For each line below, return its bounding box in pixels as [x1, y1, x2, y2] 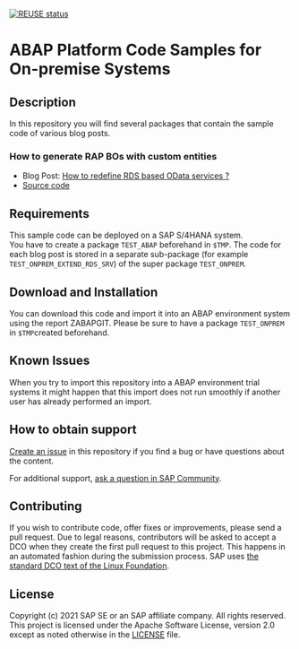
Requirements [9, 206, 90, 221]
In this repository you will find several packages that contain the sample [9, 118, 275, 129]
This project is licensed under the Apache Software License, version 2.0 [9, 619, 276, 631]
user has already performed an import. [9, 395, 152, 407]
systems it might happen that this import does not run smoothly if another [9, 386, 281, 397]
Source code [21, 180, 70, 191]
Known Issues [9, 353, 90, 368]
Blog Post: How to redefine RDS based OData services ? [21, 170, 230, 181]
